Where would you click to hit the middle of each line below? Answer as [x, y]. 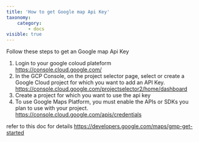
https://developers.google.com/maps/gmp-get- [133, 126]
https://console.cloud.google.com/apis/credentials [78, 115]
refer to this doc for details [39, 126]
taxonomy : [19, 18]
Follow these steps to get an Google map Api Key [68, 51]
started [15, 133]
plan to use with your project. [52, 108]
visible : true [24, 34]
